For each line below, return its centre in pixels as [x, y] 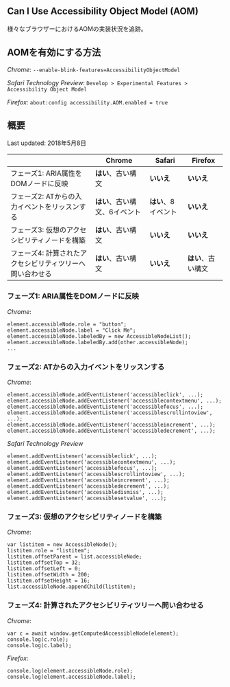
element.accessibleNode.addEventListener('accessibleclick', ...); [105, 395]
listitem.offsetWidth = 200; [49, 575]
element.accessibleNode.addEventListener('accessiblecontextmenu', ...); [115, 401]
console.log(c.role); [38, 639]
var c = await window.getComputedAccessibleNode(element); [93, 633]
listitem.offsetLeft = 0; [44, 569]
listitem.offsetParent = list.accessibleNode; [75, 557]
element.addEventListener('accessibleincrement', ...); [88, 480]
